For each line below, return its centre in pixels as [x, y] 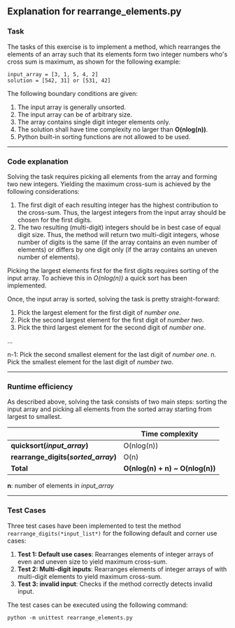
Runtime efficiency [40, 386]
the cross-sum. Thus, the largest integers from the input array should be [121, 212]
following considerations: [44, 191]
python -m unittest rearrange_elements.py [70, 618]
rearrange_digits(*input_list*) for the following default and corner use [112, 533]
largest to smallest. [35, 417]
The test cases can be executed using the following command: [98, 605]
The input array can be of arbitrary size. [75, 114]
